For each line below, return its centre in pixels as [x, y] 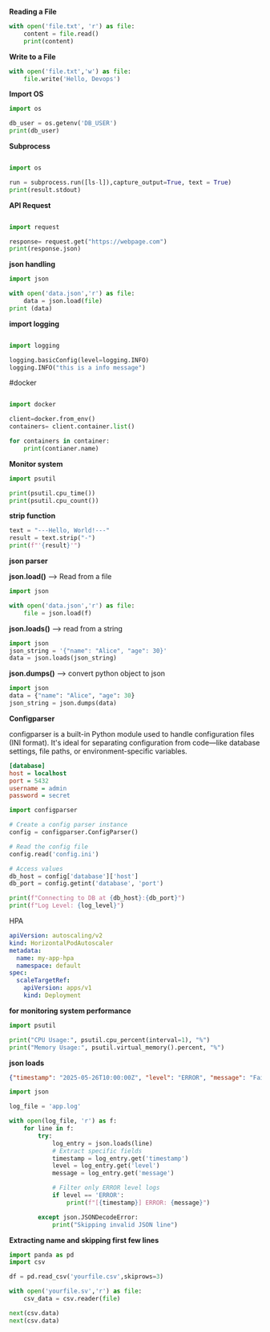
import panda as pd [42, 1255]
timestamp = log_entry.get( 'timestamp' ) [120, 1158]
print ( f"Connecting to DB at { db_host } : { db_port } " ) [97, 898]
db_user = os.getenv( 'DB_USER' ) [63, 124]
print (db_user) [34, 131]
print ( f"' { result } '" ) [45, 545]
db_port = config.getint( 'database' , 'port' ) [86, 884]
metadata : [26, 950]
